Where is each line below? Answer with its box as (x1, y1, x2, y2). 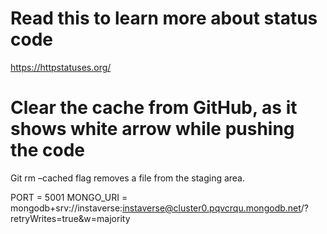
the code (10, 139, 86, 162)
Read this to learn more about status (10, 7, 318, 30)
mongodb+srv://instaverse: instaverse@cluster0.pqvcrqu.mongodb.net (10, 202, 302, 214)
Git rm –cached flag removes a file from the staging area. (10, 172, 246, 184)
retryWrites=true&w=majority (10, 212, 131, 224)
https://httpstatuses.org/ (10, 61, 112, 73)
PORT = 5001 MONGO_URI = (10, 191, 128, 203)
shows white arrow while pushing (10, 118, 295, 141)
